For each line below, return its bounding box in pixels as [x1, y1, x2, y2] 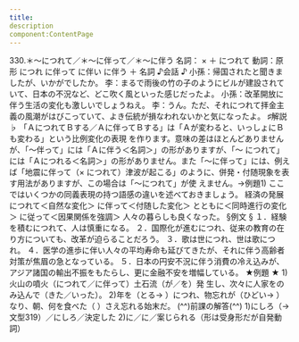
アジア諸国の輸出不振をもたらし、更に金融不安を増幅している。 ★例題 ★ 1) [9, 267, 288, 278]
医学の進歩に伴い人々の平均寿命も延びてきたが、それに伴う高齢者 [43, 245, 286, 255]
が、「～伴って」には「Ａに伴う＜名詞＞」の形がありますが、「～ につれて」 [9, 145, 285, 155]
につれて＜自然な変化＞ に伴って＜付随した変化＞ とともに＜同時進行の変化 [9, 200, 287, 211]
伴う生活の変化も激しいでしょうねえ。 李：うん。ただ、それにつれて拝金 [9, 100, 277, 111]
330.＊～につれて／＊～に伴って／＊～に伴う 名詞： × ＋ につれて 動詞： [9, 55, 277, 66]
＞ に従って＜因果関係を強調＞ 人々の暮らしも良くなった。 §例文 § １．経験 [9, 212, 287, 222]
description [9, 21, 54, 30]
